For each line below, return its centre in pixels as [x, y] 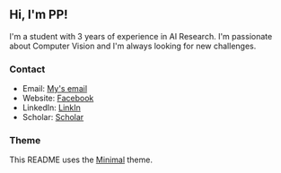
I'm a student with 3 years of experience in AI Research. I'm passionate [141, 36]
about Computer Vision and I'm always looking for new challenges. [133, 46]
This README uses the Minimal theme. [81, 160]
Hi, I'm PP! [39, 15]
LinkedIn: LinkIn [51, 108]
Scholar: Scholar [53, 117]
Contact [27, 69]
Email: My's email [55, 89]
